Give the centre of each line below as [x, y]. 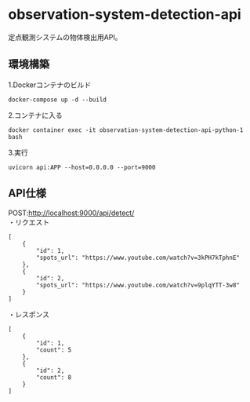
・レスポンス [29, 314]
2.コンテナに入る [35, 115]
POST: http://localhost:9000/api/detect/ [71, 213]
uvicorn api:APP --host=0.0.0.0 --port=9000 [82, 167]
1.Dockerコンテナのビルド [50, 85]
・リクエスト [29, 222]
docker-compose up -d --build [58, 100]
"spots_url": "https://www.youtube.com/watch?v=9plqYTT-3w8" [138, 285]
